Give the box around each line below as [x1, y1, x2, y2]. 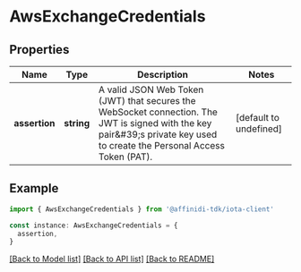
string [64, 117, 90, 129]
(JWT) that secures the [98, 95, 196, 106]
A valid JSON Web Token [98, 83, 204, 96]
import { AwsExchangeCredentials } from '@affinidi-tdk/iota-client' [9, 204, 275, 214]
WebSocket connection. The [98, 106, 218, 118]
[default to [236, 112, 279, 123]
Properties [9, 42, 70, 57]
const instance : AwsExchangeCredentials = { [9, 221, 178, 230]
